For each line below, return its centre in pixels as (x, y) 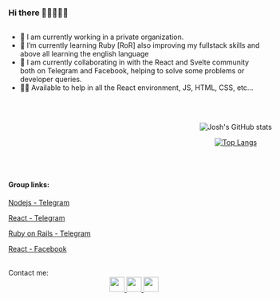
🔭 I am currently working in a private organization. (102, 37)
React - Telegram (37, 217)
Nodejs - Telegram (39, 202)
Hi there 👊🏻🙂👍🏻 (39, 13)
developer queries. (51, 80)
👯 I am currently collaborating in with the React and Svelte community (134, 62)
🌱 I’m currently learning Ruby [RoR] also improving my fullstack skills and (140, 45)
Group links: (29, 184)
